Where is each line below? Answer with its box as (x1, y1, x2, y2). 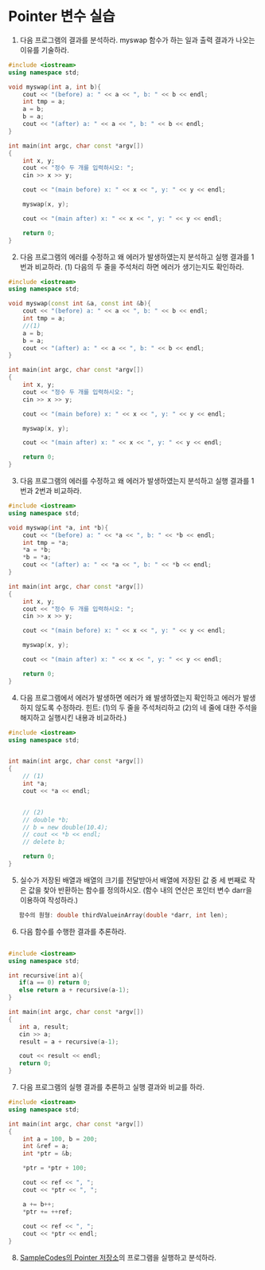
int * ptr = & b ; (22, 1150, 73, 1158)
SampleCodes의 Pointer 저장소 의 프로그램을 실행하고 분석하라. (19, 1253, 217, 1263)
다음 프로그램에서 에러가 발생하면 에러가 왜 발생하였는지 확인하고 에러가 (19, 692, 241, 702)
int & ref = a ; (22, 1142, 69, 1150)
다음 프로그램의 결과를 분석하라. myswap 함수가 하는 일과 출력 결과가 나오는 (19, 35, 255, 45)
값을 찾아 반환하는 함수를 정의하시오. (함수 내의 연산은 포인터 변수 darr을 (28, 885, 252, 894)
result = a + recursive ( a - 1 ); (18, 1038, 119, 1046)
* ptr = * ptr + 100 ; (22, 1164, 88, 1173)
